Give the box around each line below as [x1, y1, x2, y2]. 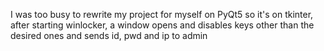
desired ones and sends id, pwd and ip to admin [10, 30, 208, 41]
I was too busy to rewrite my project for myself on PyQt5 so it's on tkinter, [10, 9, 314, 20]
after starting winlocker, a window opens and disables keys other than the [10, 19, 315, 31]
